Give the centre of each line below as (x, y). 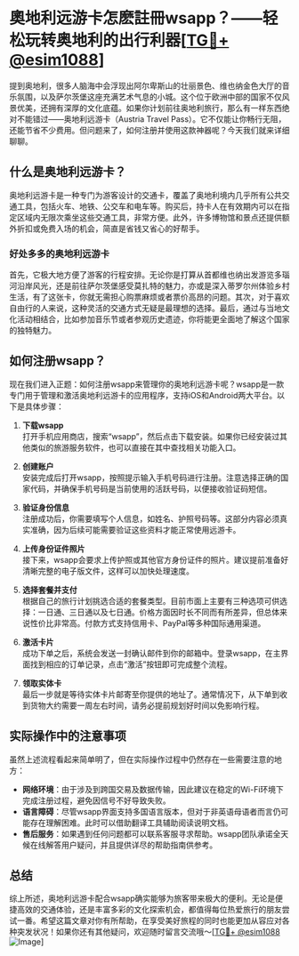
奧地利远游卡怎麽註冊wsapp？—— (136, 18)
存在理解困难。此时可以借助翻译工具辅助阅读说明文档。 (131, 823)
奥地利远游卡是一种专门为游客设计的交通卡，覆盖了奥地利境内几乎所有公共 (145, 195)
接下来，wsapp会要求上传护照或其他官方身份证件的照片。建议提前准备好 (155, 559)
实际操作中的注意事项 (68, 736)
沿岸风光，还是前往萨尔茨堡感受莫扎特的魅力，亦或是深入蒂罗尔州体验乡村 (153, 286)
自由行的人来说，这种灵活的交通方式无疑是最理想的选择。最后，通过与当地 (145, 309)
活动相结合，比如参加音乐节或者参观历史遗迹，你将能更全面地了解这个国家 (153, 319)
